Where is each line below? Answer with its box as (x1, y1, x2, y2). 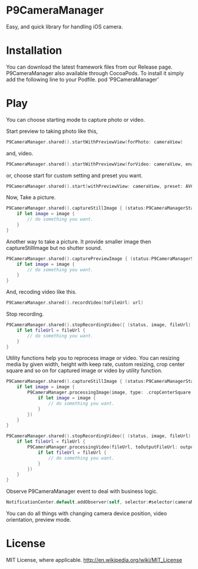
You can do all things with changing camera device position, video (6, 510, 167, 517)
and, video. (6, 149, 34, 157)
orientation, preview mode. (6, 516, 72, 524)
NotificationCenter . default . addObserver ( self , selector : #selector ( (6, 499, 176, 505)
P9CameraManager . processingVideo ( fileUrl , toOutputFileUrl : (27, 444, 178, 450)
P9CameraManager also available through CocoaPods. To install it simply (6, 69, 184, 77)
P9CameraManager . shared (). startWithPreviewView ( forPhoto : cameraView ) (6, 139, 183, 145)
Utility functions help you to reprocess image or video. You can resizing (6, 355, 180, 362)
